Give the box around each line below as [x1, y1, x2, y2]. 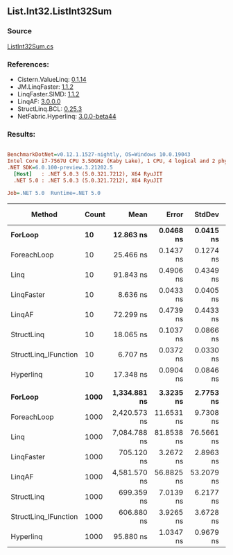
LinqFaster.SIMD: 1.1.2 [17, 89, 80, 98]
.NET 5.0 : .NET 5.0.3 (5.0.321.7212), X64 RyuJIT [13, 177, 163, 184]
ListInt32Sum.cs [7, 42, 54, 51]
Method [31, 210, 58, 219]
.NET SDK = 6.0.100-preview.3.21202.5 [7, 164, 113, 171]
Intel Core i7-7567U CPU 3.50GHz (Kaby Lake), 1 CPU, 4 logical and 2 [7, 157, 216, 165]
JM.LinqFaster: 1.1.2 [17, 83, 74, 91]
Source [7, 26, 33, 36]
